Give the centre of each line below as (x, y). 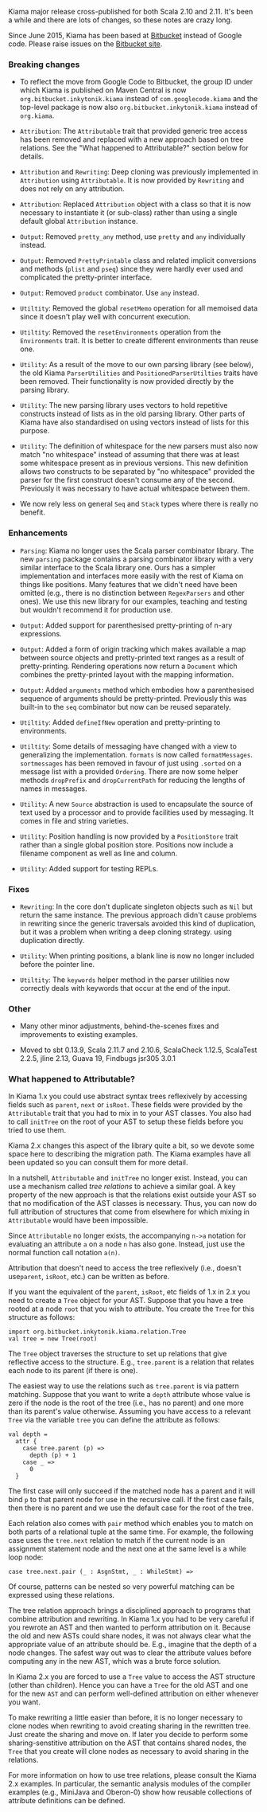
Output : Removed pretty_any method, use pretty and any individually (133, 237)
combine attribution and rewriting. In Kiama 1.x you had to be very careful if (132, 1619)
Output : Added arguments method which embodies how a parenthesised (137, 690)
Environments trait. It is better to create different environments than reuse (139, 341)
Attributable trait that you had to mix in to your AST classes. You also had (130, 1113)
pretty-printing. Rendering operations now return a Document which (128, 666)
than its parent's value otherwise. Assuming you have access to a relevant (130, 1411)
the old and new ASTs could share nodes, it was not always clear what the (130, 1636)
